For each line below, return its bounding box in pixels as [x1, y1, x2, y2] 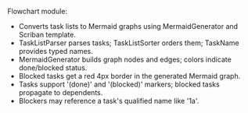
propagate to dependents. [18, 88, 103, 97]
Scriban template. [18, 30, 76, 39]
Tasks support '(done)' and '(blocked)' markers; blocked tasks [18, 79, 220, 89]
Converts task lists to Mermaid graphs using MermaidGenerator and [18, 22, 239, 30]
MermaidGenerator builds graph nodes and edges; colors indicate [18, 55, 232, 64]
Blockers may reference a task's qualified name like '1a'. [18, 97, 199, 105]
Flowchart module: [7, 7, 68, 16]
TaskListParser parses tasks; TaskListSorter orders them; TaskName [18, 38, 239, 48]
